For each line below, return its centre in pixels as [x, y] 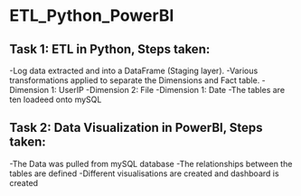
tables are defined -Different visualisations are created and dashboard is [144, 173]
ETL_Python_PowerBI [92, 16]
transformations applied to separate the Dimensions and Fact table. [135, 80]
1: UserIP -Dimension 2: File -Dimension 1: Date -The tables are [168, 90]
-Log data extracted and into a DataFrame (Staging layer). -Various [134, 70]
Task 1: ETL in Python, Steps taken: [110, 49]
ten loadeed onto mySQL [56, 99]
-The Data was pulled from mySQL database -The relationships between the [151, 163]
